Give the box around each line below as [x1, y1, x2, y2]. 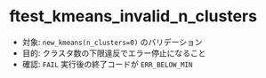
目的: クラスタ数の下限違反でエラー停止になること [21, 47, 206, 58]
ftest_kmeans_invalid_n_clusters [9, 6, 258, 27]
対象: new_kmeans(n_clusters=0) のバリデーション [21, 36, 203, 47]
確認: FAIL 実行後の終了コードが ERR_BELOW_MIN [21, 58, 193, 69]
